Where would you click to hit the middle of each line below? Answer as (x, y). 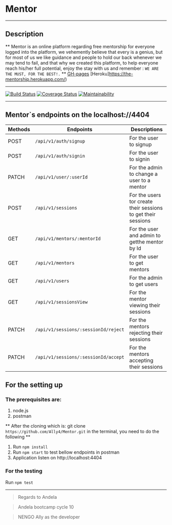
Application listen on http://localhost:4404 (57, 458)
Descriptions (147, 129)
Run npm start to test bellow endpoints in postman (66, 452)
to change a (143, 174)
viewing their (145, 305)
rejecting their (146, 333)
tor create (141, 201)
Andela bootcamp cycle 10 (46, 507)
